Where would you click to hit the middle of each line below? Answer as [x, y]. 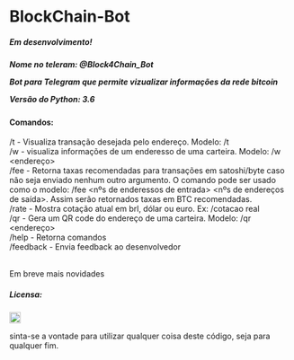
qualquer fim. [34, 346]
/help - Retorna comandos [58, 237]
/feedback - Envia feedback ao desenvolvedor [95, 247]
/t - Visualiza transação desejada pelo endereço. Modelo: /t [119, 142]
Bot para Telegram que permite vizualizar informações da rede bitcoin [144, 82]
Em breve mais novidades [57, 274]
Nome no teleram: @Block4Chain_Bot [82, 65]
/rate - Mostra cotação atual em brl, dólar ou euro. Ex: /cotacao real [134, 209]
